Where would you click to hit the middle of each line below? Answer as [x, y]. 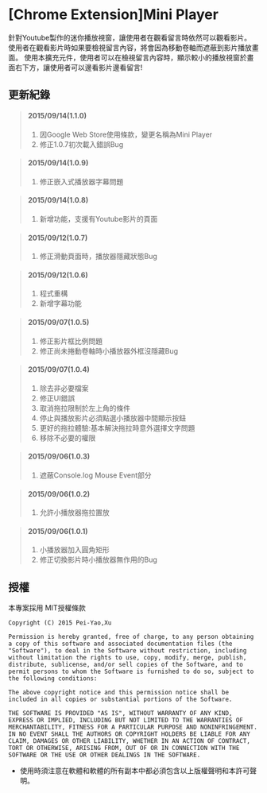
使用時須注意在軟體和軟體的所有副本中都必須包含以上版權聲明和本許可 [135, 771]
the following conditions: [53, 679]
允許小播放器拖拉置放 [74, 513]
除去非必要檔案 [64, 388]
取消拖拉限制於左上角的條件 [85, 408]
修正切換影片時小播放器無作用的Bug [98, 560]
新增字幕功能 [60, 304]
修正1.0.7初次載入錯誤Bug [81, 144]
